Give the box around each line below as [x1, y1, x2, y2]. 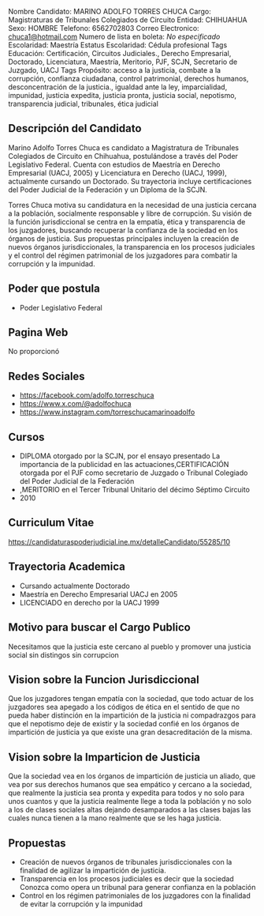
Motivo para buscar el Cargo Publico [8, 620, 191, 635]
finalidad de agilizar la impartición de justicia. [19, 865, 167, 875]
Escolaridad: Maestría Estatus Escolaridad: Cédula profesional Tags [8, 40, 228, 50]
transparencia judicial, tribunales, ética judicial [8, 99, 159, 108]
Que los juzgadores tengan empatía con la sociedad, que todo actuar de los [8, 694, 255, 703]
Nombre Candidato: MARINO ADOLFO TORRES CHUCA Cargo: [8, 7, 211, 16]
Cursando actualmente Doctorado [19, 581, 130, 590]
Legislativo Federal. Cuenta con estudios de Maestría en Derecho [8, 160, 221, 169]
